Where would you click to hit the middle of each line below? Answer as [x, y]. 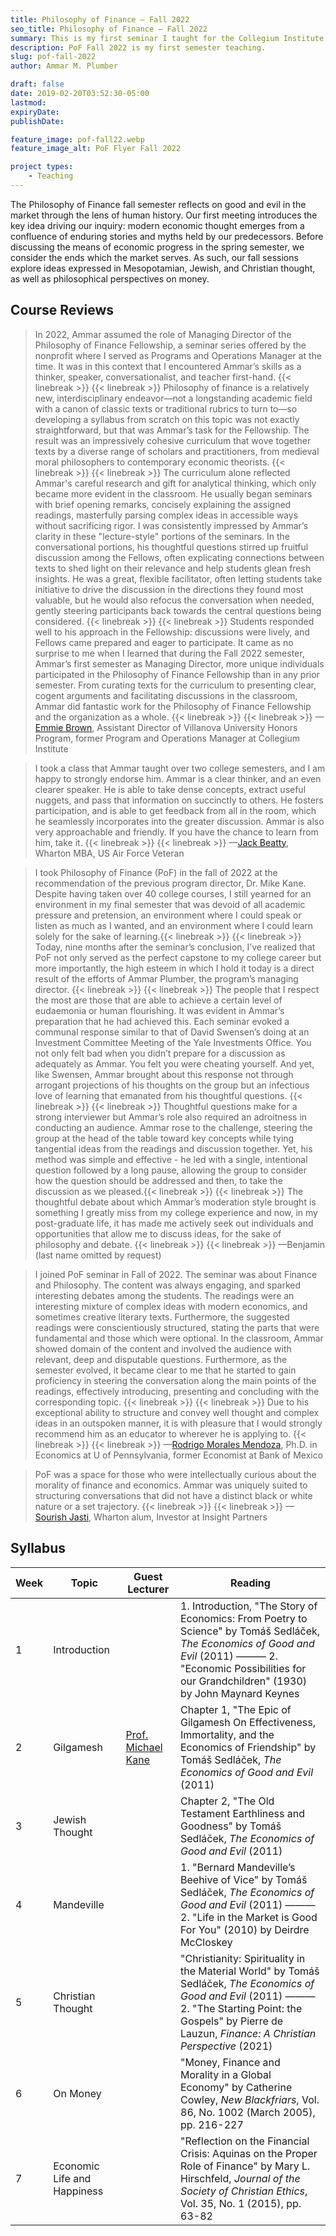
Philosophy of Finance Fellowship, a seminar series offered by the [170, 345]
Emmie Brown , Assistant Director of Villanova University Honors [166, 727]
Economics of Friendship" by [248, 1747]
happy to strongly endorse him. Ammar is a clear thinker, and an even [178, 778]
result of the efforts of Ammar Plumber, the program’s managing [166, 978]
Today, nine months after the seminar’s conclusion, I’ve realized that [175, 947]
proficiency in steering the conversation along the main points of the [175, 1380]
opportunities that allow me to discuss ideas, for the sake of [158, 1233]
